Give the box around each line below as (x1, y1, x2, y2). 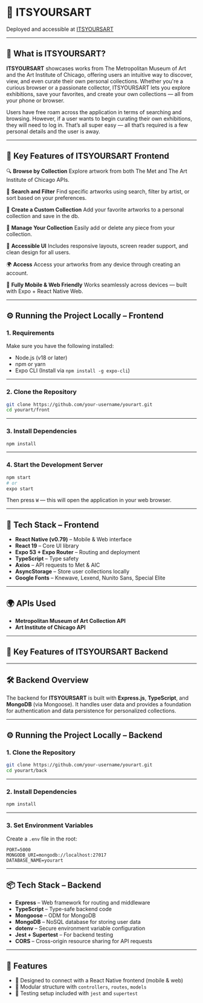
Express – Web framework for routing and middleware (14, 899, 150, 906)
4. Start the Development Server (6, 460, 103, 469)
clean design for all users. (6, 248, 71, 256)
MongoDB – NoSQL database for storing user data (14, 918, 141, 926)
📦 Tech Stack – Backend (6, 880, 101, 890)
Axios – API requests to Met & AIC (14, 561, 100, 569)
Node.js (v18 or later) (14, 354, 68, 361)
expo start (6, 486, 34, 492)
